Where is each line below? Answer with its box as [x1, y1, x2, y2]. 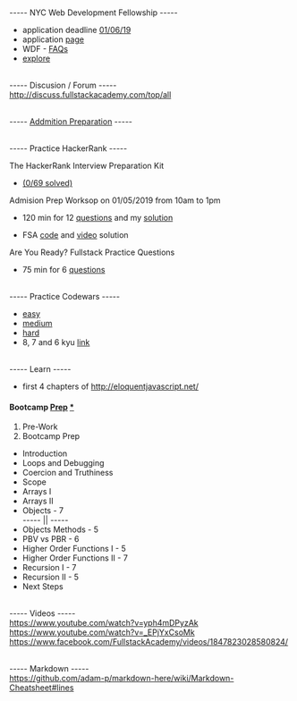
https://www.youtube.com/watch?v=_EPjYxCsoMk [9, 627, 195, 638]
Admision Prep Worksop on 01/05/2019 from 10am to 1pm [9, 195, 221, 206]
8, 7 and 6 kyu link [21, 337, 90, 347]
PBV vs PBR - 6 [21, 534, 80, 545]
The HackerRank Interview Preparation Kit [9, 160, 165, 171]
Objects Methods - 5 [21, 524, 99, 535]
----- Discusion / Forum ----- [9, 80, 117, 90]
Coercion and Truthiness [21, 468, 114, 478]
